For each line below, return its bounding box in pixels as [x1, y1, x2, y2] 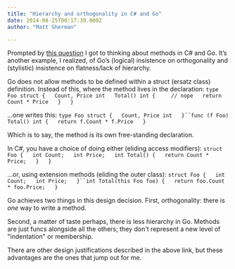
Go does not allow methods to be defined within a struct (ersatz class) [7, 77, 211, 86]
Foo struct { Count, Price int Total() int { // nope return [7, 92, 222, 99]
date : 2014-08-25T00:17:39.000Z [7, 17, 102, 24]
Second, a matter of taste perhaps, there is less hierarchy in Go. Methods [7, 218, 220, 226]
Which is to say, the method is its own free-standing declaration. [7, 131, 194, 139]
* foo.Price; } [7, 184, 58, 191]
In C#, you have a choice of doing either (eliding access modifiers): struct [7, 144, 223, 153]
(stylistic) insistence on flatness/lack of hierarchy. [7, 64, 151, 73]
